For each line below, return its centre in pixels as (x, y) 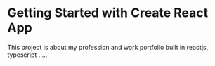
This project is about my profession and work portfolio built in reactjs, (108, 47)
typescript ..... (27, 55)
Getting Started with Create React (108, 13)
